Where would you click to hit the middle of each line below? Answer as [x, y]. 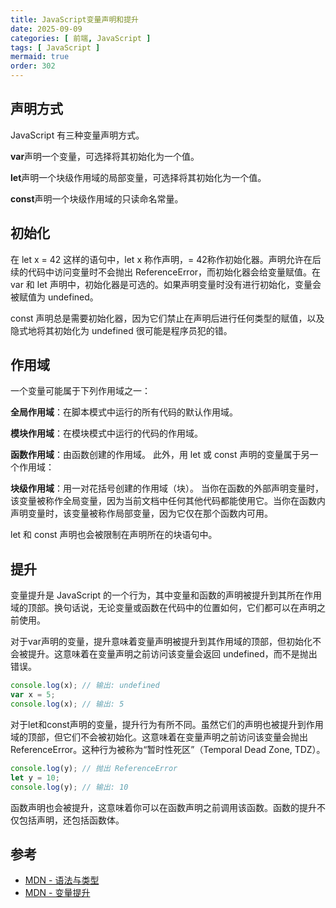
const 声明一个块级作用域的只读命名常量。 [97, 198]
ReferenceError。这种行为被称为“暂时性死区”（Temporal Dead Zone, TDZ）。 [168, 749]
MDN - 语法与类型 [62, 880]
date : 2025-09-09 [46, 29]
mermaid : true [40, 57]
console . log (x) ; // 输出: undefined [85, 686]
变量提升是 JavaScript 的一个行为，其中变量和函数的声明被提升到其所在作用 [166, 595]
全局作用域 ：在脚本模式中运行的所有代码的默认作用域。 [124, 412]
